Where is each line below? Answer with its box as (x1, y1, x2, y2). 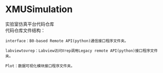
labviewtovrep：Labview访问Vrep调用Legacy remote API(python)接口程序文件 (5, 48, 158, 53)
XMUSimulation (5, 4, 73, 15)
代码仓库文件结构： (5, 27, 46, 33)
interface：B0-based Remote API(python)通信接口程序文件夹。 (5, 38, 129, 44)
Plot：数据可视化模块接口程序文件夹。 (5, 63, 75, 68)
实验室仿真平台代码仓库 (5, 21, 54, 27)
